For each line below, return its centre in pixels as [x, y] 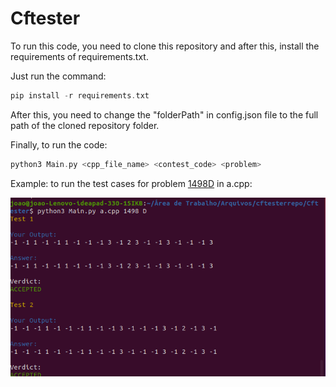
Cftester [45, 18]
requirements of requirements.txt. [79, 56]
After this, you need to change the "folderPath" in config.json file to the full [164, 114]
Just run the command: [58, 76]
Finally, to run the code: [59, 144]
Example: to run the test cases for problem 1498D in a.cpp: [131, 183]
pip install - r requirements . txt [80, 95]
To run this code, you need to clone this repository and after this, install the [165, 46]
